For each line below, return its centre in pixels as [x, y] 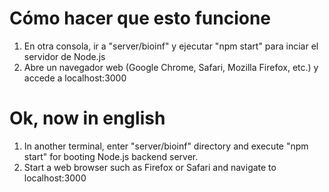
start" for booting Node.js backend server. [111, 156]
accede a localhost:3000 [75, 78]
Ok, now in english [87, 118]
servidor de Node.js [64, 56]
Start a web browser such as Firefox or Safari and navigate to [150, 167]
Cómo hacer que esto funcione [140, 18]
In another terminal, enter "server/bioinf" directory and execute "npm [166, 146]
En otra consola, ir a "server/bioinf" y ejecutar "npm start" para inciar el [171, 46]
